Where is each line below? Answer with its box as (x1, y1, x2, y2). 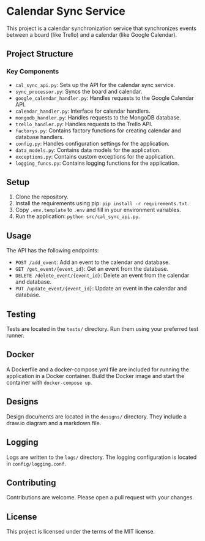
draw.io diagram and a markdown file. (6, 419, 102, 426)
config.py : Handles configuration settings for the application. (15, 140, 170, 147)
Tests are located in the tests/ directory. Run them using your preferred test (6, 325, 199, 333)
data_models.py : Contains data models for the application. (15, 146, 161, 154)
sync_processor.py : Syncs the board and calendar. (15, 88, 143, 95)
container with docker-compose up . (6, 379, 92, 386)
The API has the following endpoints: (6, 247, 99, 254)
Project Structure (6, 49, 73, 59)
